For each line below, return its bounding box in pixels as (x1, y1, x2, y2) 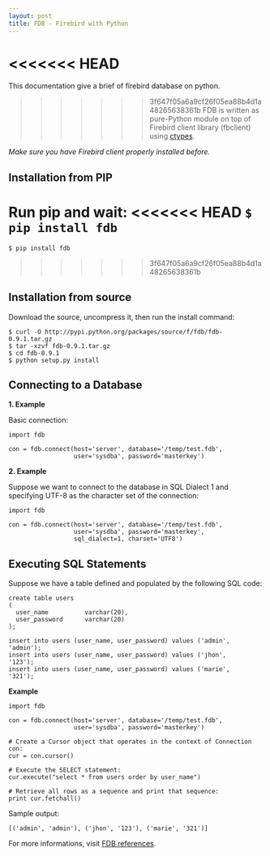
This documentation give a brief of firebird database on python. (8, 81, 221, 91)
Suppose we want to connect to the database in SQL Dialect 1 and (8, 482, 229, 492)
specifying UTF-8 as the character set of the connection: (8, 491, 199, 501)
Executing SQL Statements (8, 557, 147, 570)
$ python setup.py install (8, 356, 100, 364)
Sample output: (8, 809, 59, 819)
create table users (8, 594, 75, 603)
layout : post (8, 11, 53, 20)
